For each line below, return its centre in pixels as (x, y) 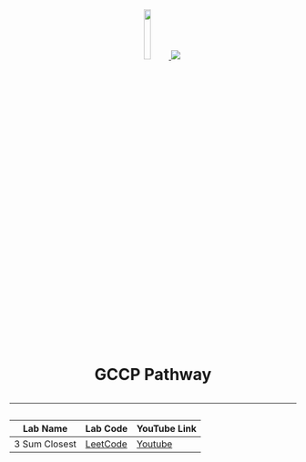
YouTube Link (167, 429)
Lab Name (45, 429)
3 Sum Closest (46, 444)
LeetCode (106, 444)
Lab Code (107, 429)
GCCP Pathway (153, 375)
